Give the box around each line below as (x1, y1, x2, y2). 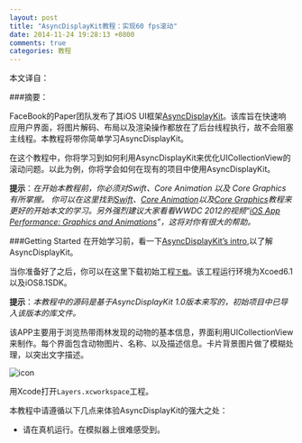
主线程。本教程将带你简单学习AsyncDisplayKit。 (9, 133, 189, 144)
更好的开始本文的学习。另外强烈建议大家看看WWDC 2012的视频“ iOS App (9, 205, 281, 216)
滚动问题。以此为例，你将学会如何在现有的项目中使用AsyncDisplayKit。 (9, 164, 276, 175)
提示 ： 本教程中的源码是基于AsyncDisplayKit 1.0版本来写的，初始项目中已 (9, 296, 281, 307)
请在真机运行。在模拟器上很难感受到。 (22, 424, 165, 435)
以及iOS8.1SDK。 (9, 277, 72, 288)
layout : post (9, 13, 59, 23)
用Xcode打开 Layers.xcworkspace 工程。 (9, 386, 154, 397)
